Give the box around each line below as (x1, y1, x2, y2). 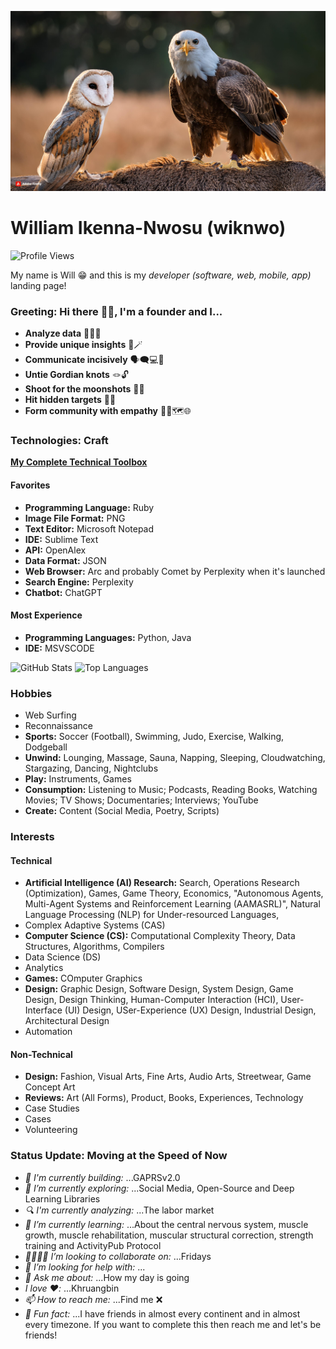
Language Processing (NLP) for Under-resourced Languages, (24, 909, 280, 921)
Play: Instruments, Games (24, 773, 132, 785)
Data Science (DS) (24, 951, 102, 963)
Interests (10, 830, 55, 844)
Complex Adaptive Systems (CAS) (24, 919, 166, 931)
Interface (24, 1004, 63, 1016)
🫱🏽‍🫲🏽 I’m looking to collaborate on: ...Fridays (24, 1250, 212, 1262)
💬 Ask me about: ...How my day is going (24, 1271, 190, 1283)
